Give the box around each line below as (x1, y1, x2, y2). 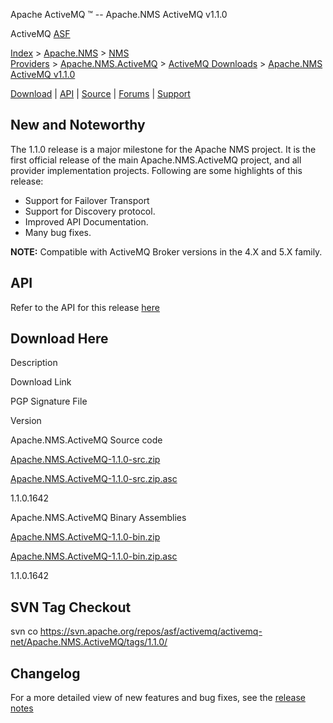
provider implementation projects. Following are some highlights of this (10, 164, 303, 176)
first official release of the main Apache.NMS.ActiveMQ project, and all (10, 154, 302, 166)
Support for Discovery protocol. (24, 205, 156, 217)
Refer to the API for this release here (10, 301, 160, 313)
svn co (10, 625, 38, 638)
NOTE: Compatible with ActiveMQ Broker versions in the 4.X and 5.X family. (10, 245, 323, 258)
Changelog (10, 665, 81, 682)
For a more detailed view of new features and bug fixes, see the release (10, 692, 306, 704)
